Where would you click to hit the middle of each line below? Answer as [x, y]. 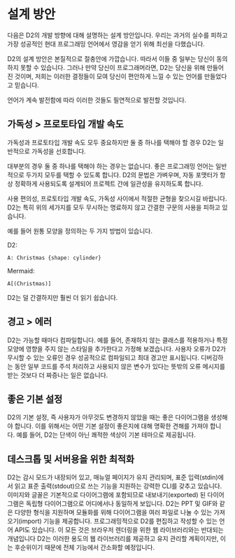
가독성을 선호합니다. [58, 151]
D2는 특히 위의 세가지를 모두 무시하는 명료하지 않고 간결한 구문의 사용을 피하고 [114, 207]
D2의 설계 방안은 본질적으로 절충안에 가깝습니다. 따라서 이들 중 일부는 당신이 [111, 59]
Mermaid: [21, 271]
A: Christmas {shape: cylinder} [54, 258]
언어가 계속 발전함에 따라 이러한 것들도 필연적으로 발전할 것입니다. [97, 100]
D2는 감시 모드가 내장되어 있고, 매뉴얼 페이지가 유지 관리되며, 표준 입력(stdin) [113, 477]
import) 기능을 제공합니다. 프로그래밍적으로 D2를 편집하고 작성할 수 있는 [119, 521]
